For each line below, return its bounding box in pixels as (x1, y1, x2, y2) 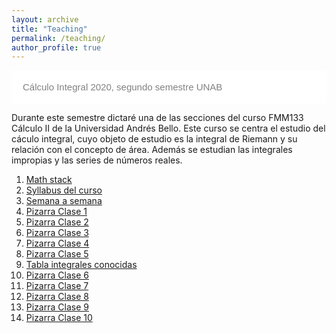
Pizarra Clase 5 (25, 248, 89, 260)
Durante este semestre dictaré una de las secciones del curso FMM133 (11, 112, 304, 124)
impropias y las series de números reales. (11, 154, 183, 166)
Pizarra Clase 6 (25, 269, 89, 281)
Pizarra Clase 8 (25, 291, 89, 303)
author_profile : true (11, 42, 102, 53)
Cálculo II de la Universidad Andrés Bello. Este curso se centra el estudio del (11, 122, 326, 135)
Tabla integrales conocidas (25, 259, 138, 271)
